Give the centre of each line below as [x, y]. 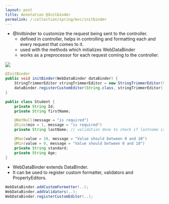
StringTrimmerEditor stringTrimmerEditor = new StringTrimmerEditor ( [89, 83]
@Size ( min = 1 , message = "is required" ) [58, 125]
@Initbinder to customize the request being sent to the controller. [80, 34]
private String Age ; [36, 153]
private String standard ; [41, 148]
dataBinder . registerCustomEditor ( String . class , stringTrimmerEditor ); [90, 88]
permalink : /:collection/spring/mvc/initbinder [56, 19]
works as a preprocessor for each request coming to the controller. [90, 55]
